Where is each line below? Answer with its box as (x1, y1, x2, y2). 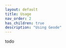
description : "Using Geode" (5, 25, 62, 30)
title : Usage (5, 12, 32, 16)
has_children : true (5, 20, 45, 26)
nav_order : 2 (5, 16, 32, 21)
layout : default (5, 7, 38, 12)
